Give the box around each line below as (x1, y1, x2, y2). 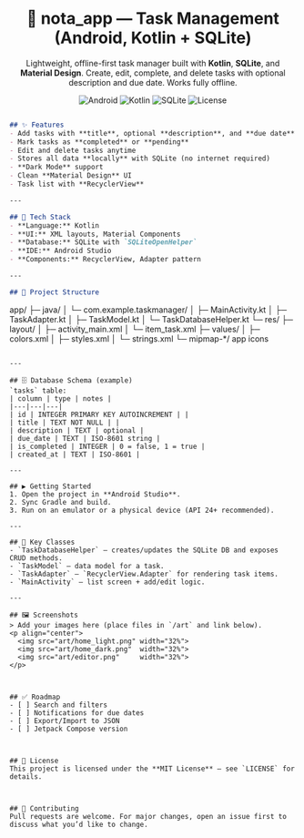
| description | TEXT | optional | (9, 425, 145, 435)
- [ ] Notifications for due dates (9, 708, 145, 718)
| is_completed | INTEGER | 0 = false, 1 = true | (9, 442, 206, 451)
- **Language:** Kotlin (9, 220, 100, 230)
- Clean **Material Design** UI (9, 171, 132, 180)
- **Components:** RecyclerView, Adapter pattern (9, 255, 202, 264)
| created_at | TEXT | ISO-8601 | (9, 450, 141, 459)
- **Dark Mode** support (9, 163, 104, 172)
